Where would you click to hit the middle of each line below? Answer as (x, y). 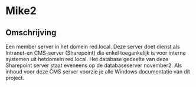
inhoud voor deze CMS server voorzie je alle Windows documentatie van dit (98, 71)
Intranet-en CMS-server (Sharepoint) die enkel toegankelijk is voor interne (96, 53)
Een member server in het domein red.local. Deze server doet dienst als (93, 46)
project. (15, 78)
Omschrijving (31, 33)
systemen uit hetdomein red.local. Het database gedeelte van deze (87, 59)
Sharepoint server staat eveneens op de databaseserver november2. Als (94, 65)
